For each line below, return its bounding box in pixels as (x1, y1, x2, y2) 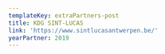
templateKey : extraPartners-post (8, 11, 120, 20)
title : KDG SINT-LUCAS (8, 19, 84, 27)
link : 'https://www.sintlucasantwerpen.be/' (8, 26, 159, 34)
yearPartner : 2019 (8, 33, 69, 42)
